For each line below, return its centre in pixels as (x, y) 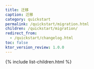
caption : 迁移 (19, 15)
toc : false (17, 43)
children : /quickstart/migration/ (42, 29)
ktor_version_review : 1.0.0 (35, 47)
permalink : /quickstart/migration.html (47, 24)
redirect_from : (21, 33)
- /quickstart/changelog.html (41, 38)
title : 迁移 (17, 10)
